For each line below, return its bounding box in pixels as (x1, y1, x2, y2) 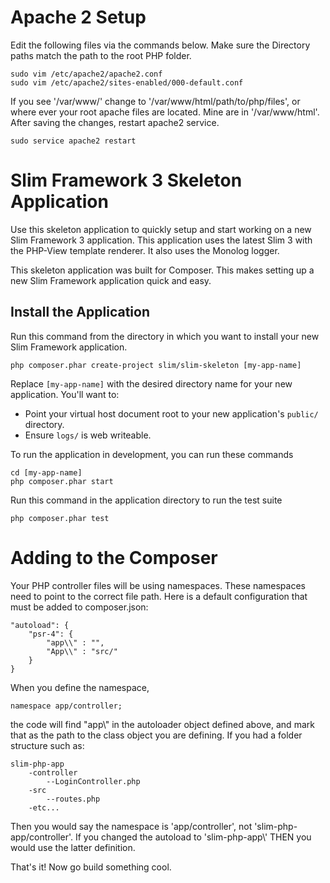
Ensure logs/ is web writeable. (24, 429, 152, 441)
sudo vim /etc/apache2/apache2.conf (10, 69, 163, 79)
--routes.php (46, 794, 101, 804)
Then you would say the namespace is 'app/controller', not (10, 820, 253, 832)
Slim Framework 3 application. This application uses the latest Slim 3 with (10, 234, 313, 246)
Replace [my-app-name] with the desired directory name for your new (10, 377, 293, 390)
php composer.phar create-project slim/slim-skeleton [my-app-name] (10, 360, 302, 370)
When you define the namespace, (10, 681, 150, 693)
